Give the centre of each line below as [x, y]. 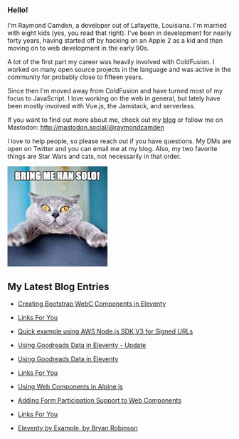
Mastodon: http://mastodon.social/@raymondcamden [86, 128]
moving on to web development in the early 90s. [78, 48]
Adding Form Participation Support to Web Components [100, 401]
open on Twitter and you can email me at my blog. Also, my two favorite [112, 149]
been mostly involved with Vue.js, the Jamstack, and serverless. [101, 106]
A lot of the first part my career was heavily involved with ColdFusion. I [111, 62]
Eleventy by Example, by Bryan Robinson [78, 428]
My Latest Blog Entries [58, 286]
